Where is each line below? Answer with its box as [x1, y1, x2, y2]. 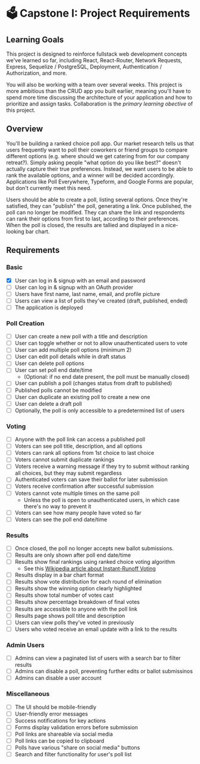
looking [6, 228, 25, 235]
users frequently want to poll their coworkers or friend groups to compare [6, 146, 188, 153]
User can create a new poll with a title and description [14, 333, 148, 340]
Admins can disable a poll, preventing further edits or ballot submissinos [14, 668, 193, 675]
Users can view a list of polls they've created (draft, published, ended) [14, 297, 188, 304]
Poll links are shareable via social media [14, 730, 113, 738]
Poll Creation [6, 319, 45, 327]
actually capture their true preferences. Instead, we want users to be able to [6, 165, 193, 173]
